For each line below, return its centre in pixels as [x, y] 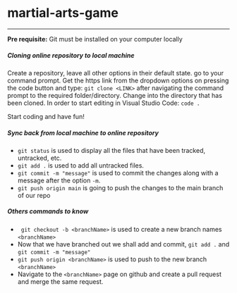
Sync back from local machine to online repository [83, 132]
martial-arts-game [63, 13]
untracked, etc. [39, 158]
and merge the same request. [60, 281]
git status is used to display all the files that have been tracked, [111, 150]
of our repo [34, 195]
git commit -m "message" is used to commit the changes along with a [118, 173]
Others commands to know [48, 211]
